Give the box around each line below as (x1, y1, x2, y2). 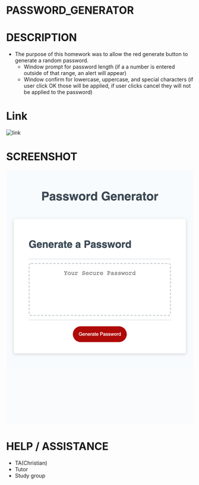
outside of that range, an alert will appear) (23, 70, 127, 77)
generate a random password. (14, 57, 89, 64)
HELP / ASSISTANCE (6, 439, 109, 453)
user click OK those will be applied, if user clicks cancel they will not (23, 82, 191, 89)
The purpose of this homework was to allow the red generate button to (14, 51, 188, 58)
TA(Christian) (14, 459, 48, 467)
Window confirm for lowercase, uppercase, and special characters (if (23, 76, 194, 83)
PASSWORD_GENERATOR (6, 4, 134, 17)
